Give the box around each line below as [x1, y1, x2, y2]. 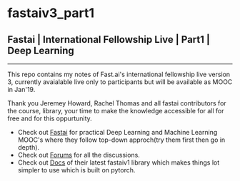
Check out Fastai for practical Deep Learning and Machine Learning [17, 128, 218, 136]
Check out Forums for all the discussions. [17, 151, 141, 159]
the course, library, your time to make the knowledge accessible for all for [7, 107, 224, 115]
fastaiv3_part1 [7, 5, 95, 21]
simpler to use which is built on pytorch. [17, 166, 136, 174]
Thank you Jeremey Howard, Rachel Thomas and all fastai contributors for [7, 99, 226, 108]
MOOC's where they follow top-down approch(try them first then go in [17, 135, 226, 144]
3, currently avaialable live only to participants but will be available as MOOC [7, 78, 233, 86]
